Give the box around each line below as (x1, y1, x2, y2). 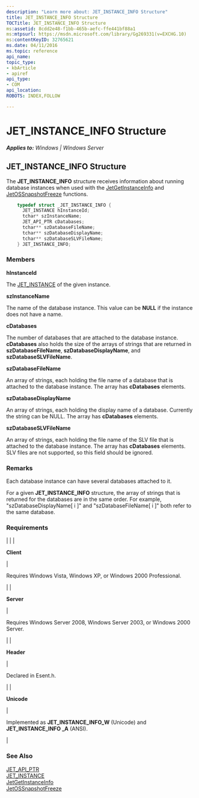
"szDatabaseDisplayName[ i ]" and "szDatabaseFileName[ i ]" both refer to (6, 502, 192, 509)
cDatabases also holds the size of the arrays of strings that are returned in (6, 340, 191, 347)
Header (6, 649, 25, 656)
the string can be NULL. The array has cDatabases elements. (6, 412, 159, 419)
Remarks (6, 463, 33, 472)
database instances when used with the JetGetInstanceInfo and (6, 184, 164, 191)
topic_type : (6, 59, 36, 65)
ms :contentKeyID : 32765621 (6, 37, 74, 43)
